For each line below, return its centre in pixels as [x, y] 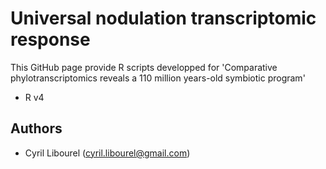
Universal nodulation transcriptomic [163, 18]
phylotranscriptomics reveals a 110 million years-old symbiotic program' [158, 78]
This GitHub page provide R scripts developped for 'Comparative [144, 67]
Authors [36, 128]
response [50, 39]
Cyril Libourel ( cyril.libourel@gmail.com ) [107, 153]
